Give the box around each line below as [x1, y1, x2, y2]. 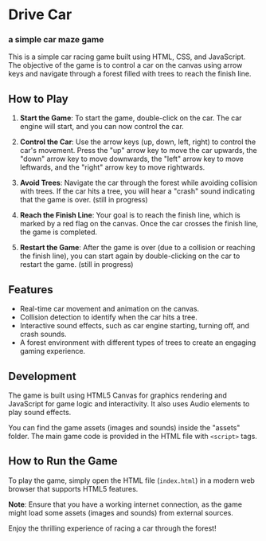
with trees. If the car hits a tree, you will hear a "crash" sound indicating [19, 186, 256, 196]
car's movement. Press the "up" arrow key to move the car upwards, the [19, 146, 257, 155]
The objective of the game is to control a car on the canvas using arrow [8, 61, 243, 70]
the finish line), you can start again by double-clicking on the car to [19, 251, 241, 261]
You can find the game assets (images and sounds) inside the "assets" [8, 422, 241, 432]
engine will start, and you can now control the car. [19, 122, 185, 131]
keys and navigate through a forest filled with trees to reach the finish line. [8, 69, 252, 79]
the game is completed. [19, 227, 98, 237]
